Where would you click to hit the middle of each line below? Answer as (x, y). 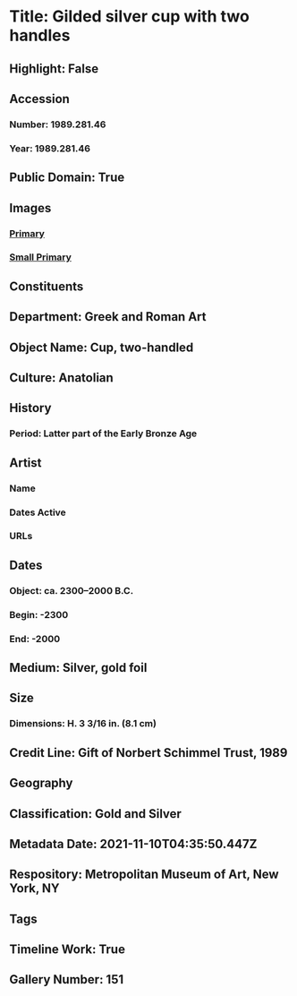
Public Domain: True (67, 178)
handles (40, 35)
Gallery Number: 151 (67, 979)
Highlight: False (54, 69)
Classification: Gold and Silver (95, 814)
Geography (41, 783)
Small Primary (40, 257)
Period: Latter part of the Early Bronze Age (103, 434)
